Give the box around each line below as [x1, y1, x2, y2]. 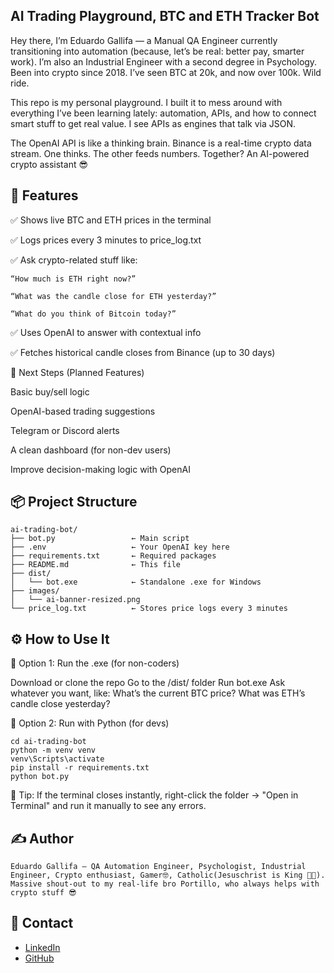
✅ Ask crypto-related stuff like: [10, 254, 138, 266]
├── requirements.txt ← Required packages [10, 551, 217, 561]
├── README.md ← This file [10, 560, 182, 570]
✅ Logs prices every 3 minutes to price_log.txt [10, 234, 202, 246]
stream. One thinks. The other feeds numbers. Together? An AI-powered [10, 147, 310, 159]
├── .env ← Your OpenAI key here [10, 542, 230, 553]
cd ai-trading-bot [10, 737, 87, 747]
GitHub [24, 952, 55, 964]
